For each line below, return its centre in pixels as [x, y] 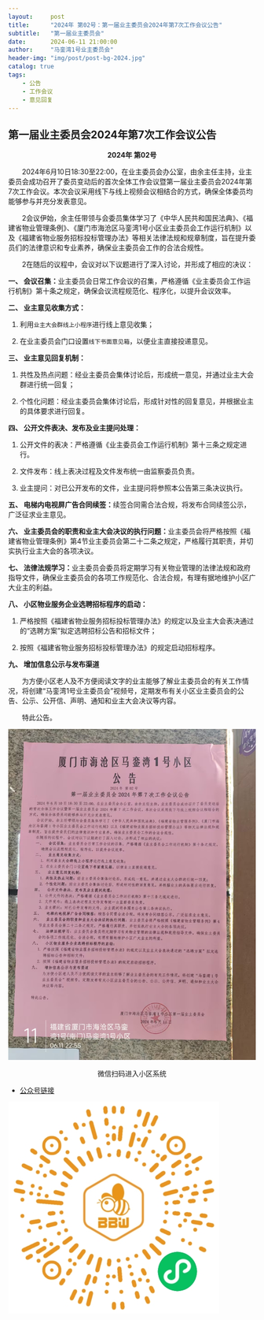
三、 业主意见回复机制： [47, 358]
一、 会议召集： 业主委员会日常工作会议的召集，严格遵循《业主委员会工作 [126, 281]
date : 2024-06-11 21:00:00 [63, 42]
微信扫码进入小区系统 [132, 1074]
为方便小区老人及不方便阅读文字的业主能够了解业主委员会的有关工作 [132, 681]
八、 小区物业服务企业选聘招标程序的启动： [78, 604]
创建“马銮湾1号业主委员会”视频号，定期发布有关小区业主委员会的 [133, 691]
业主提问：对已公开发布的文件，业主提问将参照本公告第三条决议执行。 [133, 488]
